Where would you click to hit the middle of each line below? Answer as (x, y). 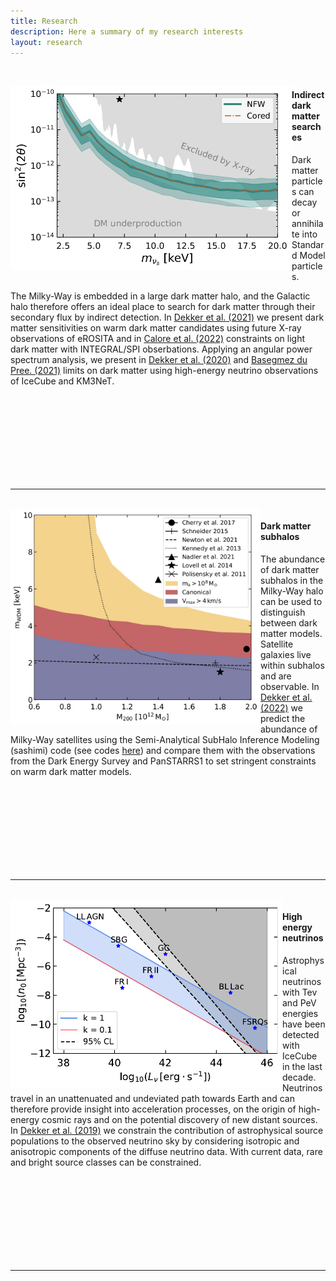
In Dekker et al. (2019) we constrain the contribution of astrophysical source (167, 1130)
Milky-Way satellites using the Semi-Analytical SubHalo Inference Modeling (165, 739)
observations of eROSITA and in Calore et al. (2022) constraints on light (157, 338)
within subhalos (292, 665)
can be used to (291, 601)
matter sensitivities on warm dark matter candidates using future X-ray (156, 327)
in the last (302, 1066)
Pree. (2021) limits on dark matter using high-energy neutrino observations (164, 370)
